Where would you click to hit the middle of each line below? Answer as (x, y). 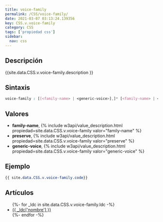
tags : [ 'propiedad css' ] (30, 32)
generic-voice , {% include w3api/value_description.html (69, 146)
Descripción (24, 61)
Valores (17, 114)
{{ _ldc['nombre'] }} (32, 209)
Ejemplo (17, 166)
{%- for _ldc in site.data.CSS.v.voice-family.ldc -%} (63, 205)
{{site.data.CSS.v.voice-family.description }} (49, 72)
